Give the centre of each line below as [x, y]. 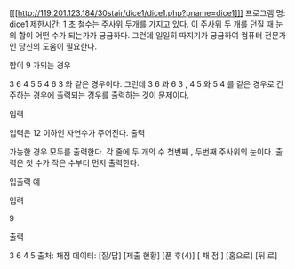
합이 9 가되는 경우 [40, 65]
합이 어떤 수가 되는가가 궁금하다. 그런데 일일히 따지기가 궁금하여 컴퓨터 [140, 35]
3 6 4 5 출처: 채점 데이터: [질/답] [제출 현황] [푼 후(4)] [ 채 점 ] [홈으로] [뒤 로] [144, 255]
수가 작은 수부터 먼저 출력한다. [87, 163]
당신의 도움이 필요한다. [58, 46]
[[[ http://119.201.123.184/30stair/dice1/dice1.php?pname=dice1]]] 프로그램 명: [147, 13]
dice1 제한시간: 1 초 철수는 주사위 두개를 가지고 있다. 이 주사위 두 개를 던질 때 [141, 24]
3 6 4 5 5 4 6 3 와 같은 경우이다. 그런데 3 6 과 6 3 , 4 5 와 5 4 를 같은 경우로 [142, 84]
